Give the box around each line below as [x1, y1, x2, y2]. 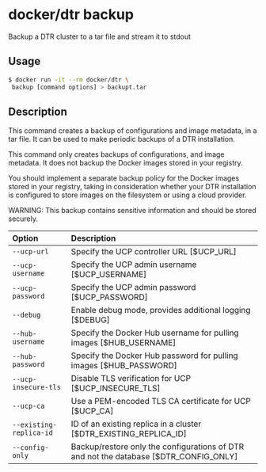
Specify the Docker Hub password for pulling [70, 350, 239, 361]
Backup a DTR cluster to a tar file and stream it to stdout [8, 32, 192, 41]
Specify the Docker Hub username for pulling [70, 327, 239, 338]
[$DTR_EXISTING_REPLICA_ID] [70, 428, 188, 440]
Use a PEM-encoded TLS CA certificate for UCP [70, 396, 251, 407]
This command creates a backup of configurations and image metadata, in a [8, 126, 257, 135]
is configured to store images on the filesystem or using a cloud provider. [8, 190, 247, 200]
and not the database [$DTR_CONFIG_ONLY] [70, 451, 238, 462]
